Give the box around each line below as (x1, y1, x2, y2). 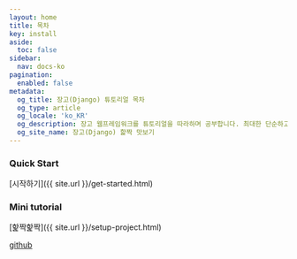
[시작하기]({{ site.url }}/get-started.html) (9, 179, 153, 189)
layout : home (9, 12, 57, 22)
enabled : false (17, 79, 73, 88)
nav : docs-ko (17, 63, 65, 72)
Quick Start (9, 156, 59, 169)
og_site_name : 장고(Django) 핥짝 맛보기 (17, 128, 155, 137)
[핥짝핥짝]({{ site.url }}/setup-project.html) (9, 222, 162, 232)
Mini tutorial (9, 201, 63, 213)
